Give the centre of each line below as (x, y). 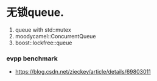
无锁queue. (35, 12)
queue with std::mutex (43, 30)
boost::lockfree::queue (44, 43)
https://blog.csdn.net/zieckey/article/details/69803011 (83, 72)
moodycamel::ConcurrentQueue (55, 36)
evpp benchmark (32, 58)
